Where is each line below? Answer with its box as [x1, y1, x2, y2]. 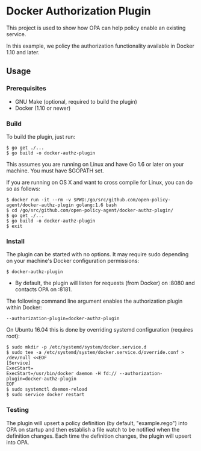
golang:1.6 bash [76, 202, 117, 208]
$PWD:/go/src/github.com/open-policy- [73, 197, 171, 203]
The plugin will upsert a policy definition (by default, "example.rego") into [6, 419, 188, 426]
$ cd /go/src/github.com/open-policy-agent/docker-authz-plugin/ [6, 207, 173, 213]
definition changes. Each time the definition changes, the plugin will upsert [6, 432, 191, 440]
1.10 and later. [6, 48, 40, 55]
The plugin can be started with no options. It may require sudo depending [6, 251, 189, 258]
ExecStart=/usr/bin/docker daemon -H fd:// [6, 371, 117, 377]
